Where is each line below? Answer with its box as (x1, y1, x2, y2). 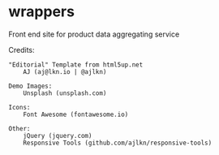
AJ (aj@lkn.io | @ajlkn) (23, 67, 107, 75)
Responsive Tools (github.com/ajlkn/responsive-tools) (23, 139, 213, 147)
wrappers (8, 2, 75, 21)
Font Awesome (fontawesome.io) (23, 110, 129, 118)
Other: (8, 124, 31, 132)
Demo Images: (8, 82, 53, 90)
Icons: (8, 103, 31, 111)
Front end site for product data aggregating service (8, 29, 180, 39)
